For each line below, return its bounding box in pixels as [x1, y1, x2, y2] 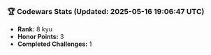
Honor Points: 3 [17, 33, 64, 41]
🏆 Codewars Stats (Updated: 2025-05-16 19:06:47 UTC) [7, 6, 205, 16]
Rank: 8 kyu [17, 25, 52, 33]
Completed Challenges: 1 [17, 40, 92, 48]
